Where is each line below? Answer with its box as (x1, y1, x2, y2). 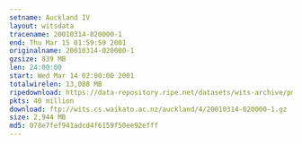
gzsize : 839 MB (9, 55, 67, 64)
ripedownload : (9, 88, 63, 97)
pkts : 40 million (9, 96, 75, 106)
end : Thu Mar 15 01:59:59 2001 (9, 38, 127, 47)
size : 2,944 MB (9, 113, 67, 122)
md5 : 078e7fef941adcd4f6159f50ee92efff (9, 122, 159, 131)
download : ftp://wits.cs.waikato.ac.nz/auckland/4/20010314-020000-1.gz (9, 105, 288, 114)
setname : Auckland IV (9, 13, 91, 22)
